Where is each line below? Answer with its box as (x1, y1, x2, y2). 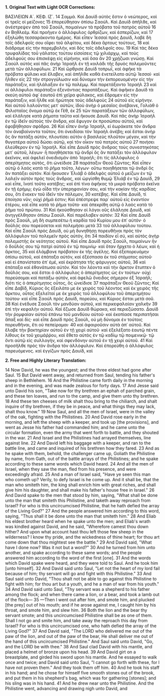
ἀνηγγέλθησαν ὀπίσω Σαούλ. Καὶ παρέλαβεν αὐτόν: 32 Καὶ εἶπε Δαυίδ (5, 212, 151, 218)
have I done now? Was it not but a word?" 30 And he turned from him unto (5, 545, 156, 550)
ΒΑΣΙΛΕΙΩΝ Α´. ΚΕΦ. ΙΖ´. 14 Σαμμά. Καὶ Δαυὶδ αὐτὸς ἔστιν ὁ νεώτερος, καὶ (5, 14, 157, 19)
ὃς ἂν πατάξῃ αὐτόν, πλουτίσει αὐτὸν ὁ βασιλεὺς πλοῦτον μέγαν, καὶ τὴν (5, 134, 156, 140)
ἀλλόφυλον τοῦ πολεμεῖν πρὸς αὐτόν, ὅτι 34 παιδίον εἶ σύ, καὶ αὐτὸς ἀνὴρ (5, 233, 160, 239)
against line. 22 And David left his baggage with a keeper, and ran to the (5, 440, 151, 446)
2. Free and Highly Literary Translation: (5, 357, 87, 363)
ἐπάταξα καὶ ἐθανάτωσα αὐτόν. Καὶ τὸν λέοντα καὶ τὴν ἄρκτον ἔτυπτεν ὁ (5, 264, 156, 270)
